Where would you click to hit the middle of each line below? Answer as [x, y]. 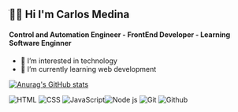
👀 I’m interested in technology [69, 61]
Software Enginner [40, 43]
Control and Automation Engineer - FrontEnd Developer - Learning [120, 34]
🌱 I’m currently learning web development [88, 69]
